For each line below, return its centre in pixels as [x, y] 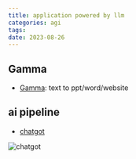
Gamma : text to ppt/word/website [74, 88]
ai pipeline [34, 112]
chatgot [32, 131]
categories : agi [35, 23]
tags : [17, 30]
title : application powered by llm [66, 15]
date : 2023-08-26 [37, 37]
